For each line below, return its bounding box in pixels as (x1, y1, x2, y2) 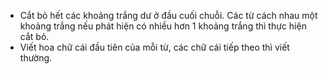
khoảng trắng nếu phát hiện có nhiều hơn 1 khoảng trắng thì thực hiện (19, 20, 307, 32)
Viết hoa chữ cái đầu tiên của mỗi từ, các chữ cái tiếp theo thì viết (19, 41, 290, 53)
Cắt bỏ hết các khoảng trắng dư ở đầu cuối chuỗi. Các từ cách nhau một (19, 10, 318, 21)
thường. (19, 52, 53, 64)
